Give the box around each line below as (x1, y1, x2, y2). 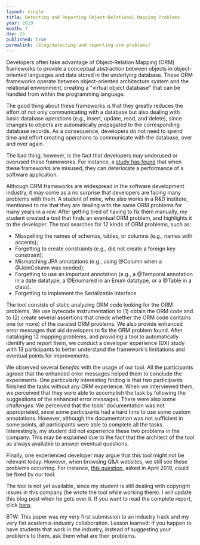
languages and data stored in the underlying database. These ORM (27, 71, 193, 78)
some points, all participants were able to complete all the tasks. (6, 420, 164, 428)
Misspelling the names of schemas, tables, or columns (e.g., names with (14, 232, 193, 240)
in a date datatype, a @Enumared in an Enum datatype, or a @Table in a (14, 277, 192, 284)
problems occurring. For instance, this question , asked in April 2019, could (6, 464, 189, 471)
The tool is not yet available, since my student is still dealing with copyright (6, 482, 190, 489)
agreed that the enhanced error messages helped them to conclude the (6, 370, 182, 377)
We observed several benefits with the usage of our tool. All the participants (6, 364, 193, 371)
